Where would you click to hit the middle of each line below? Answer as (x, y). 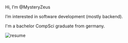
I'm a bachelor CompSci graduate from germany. (55, 26)
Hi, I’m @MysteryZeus (28, 7)
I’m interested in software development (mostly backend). (64, 16)
